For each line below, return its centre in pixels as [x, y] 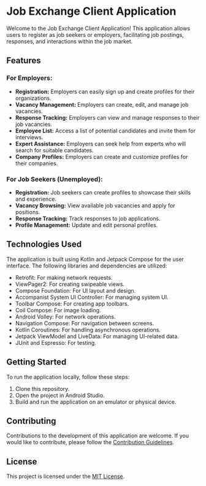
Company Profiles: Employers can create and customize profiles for [101, 156]
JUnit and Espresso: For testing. [55, 342]
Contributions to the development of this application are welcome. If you [97, 436]
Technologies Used [44, 245]
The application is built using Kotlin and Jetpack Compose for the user [95, 259]
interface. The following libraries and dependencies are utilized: [87, 266]
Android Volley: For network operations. [66, 317]
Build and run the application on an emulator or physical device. [96, 402]
